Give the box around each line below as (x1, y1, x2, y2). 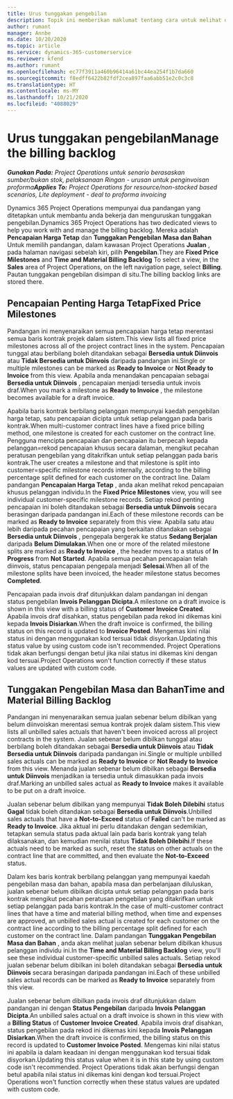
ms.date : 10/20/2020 (7, 36, 67, 43)
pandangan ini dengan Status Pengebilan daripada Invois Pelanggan (7, 1004, 206, 1012)
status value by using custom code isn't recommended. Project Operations (7, 641, 221, 650)
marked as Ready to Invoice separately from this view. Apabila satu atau (7, 517, 214, 526)
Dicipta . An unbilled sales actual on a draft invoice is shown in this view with (7, 1012, 223, 1020)
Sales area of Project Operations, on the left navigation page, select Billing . (7, 262, 223, 271)
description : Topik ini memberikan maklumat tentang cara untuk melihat (7, 17, 222, 24)
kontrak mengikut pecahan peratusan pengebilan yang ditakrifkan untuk (7, 895, 214, 903)
